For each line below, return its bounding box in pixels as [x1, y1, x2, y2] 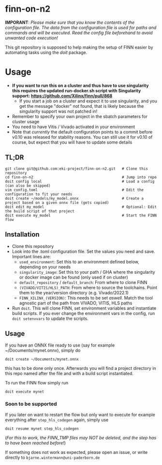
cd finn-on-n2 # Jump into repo [5, 175, 157, 180]
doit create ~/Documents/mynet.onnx [5, 357, 79, 362]
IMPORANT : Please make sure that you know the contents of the [5, 19, 135, 25]
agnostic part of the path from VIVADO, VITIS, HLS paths [19, 300, 133, 306]
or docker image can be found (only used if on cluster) [19, 274, 128, 280]
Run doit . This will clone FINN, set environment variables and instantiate [12, 305, 156, 311]
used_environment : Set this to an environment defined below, [19, 259, 139, 265]
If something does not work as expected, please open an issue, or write [5, 449, 148, 455]
